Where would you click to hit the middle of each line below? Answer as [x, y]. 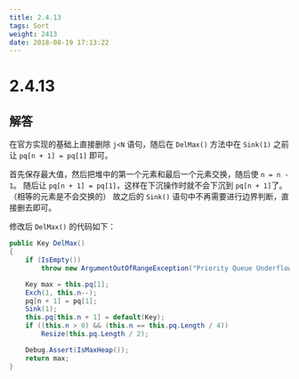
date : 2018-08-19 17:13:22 [59, 42]
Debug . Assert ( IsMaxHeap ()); [77, 350]
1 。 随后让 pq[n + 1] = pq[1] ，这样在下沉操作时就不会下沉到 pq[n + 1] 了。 [148, 185]
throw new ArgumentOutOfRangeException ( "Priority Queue [147, 268]
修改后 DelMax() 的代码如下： [63, 227]
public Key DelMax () [48, 244]
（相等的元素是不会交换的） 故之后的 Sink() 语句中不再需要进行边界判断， [145, 197]
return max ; [47, 358]
